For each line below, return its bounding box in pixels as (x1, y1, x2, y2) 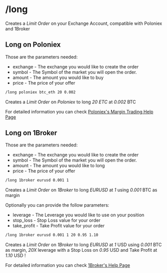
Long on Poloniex (5, 41, 61, 49)
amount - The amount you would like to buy (12, 74, 104, 81)
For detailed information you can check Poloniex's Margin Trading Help (5, 108, 153, 114)
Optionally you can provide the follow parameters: (5, 202, 110, 208)
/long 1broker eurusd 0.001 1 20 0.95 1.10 (5, 232, 99, 238)
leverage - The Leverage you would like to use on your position (12, 212, 145, 218)
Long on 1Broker (5, 129, 57, 137)
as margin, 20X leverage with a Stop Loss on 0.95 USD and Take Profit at (5, 247, 157, 253)
